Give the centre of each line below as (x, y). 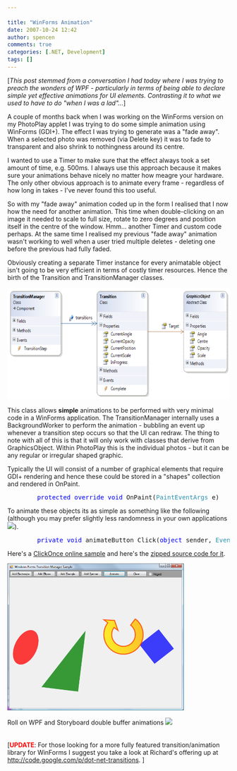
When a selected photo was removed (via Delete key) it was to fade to (109, 139)
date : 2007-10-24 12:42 (42, 30)
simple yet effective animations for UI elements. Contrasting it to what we (114, 95)
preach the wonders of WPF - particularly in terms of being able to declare (116, 87)
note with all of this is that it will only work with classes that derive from (111, 440)
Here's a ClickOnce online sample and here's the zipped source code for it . (116, 553)
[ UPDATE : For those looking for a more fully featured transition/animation (114, 745)
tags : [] (20, 60)
